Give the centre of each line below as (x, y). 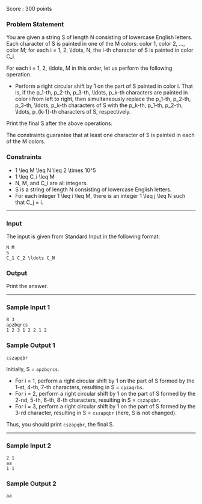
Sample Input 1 (28, 307)
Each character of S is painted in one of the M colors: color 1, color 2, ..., (96, 44)
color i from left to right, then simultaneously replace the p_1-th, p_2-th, (103, 99)
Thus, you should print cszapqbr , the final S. (60, 424)
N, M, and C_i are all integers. (51, 183)
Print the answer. (27, 286)
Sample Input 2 (29, 446)
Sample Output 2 (31, 484)
